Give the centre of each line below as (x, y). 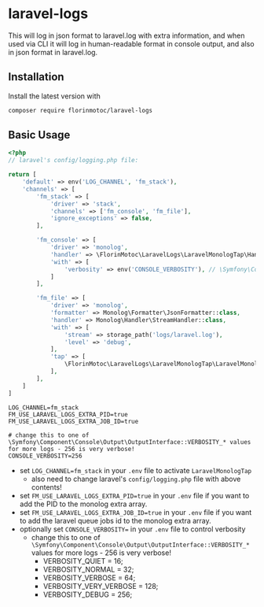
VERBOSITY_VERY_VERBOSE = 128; (101, 586)
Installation (36, 77)
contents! (46, 487)
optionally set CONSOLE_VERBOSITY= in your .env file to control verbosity (132, 529)
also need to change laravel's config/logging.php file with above (136, 479)
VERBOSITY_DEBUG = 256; (88, 594)
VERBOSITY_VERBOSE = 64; (89, 577)
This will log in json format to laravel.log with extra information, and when (126, 35)
